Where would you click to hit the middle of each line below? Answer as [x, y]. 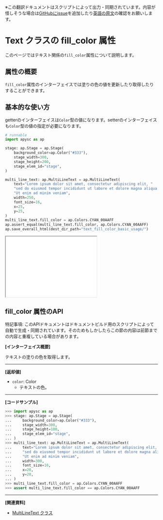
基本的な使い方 [27, 107]
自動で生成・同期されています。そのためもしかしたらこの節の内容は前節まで [81, 330]
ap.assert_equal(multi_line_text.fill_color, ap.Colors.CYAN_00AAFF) [77, 225]
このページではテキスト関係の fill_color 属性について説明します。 [71, 55]
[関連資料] [15, 502]
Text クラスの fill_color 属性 [60, 41]
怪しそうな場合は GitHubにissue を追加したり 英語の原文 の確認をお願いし [77, 13]
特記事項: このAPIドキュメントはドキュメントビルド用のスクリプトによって [80, 324]
